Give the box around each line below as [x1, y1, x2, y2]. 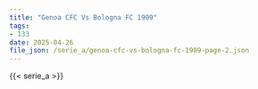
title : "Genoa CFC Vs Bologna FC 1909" [9, 12, 158, 22]
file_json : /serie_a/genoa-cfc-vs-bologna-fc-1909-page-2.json [9, 46, 250, 55]
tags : [9, 21, 29, 30]
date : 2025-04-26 [9, 37, 74, 47]
